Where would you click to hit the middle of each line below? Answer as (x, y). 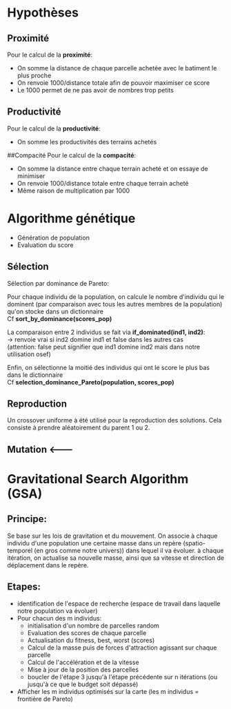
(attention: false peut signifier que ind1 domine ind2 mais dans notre (104, 347)
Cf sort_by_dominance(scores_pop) (60, 318)
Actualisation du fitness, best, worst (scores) (91, 640)
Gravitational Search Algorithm (98, 479)
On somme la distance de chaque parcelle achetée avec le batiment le (117, 68)
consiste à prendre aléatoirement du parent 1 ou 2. (79, 428)
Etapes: (24, 587)
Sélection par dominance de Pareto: (58, 283)
